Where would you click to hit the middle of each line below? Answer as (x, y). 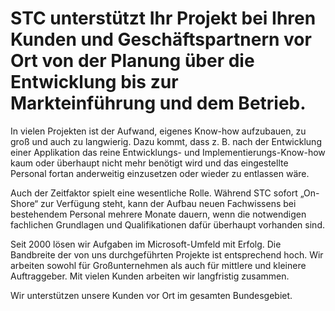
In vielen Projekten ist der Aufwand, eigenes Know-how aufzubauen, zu (158, 131)
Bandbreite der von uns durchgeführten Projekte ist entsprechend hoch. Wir (167, 254)
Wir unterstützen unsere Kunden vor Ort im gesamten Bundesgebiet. (151, 295)
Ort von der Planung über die (132, 61)
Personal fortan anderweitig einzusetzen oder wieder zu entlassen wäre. (160, 173)
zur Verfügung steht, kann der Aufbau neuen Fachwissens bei (168, 203)
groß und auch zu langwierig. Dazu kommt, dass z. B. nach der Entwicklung (166, 141)
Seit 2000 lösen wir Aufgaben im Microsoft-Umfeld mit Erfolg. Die (146, 244)
